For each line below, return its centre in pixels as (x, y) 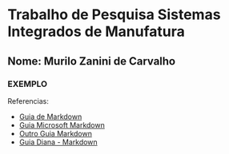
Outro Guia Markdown (56, 133)
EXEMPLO (28, 84)
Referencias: (28, 101)
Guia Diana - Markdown (58, 142)
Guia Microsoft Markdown (62, 124)
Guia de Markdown (50, 116)
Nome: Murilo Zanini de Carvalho (92, 61)
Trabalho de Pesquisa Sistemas (114, 15)
